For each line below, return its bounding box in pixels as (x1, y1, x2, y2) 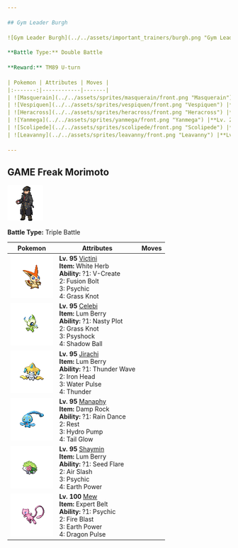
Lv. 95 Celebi (59, 302, 98, 311)
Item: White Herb (59, 262, 110, 270)
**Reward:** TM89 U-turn (7, 64, 81, 71)
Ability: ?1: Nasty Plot (59, 317, 123, 326)
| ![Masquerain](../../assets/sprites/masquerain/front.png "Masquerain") (7, 94, 233, 101)
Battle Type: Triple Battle (7, 228, 81, 237)
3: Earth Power (59, 522, 103, 531)
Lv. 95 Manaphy (59, 397, 106, 405)
